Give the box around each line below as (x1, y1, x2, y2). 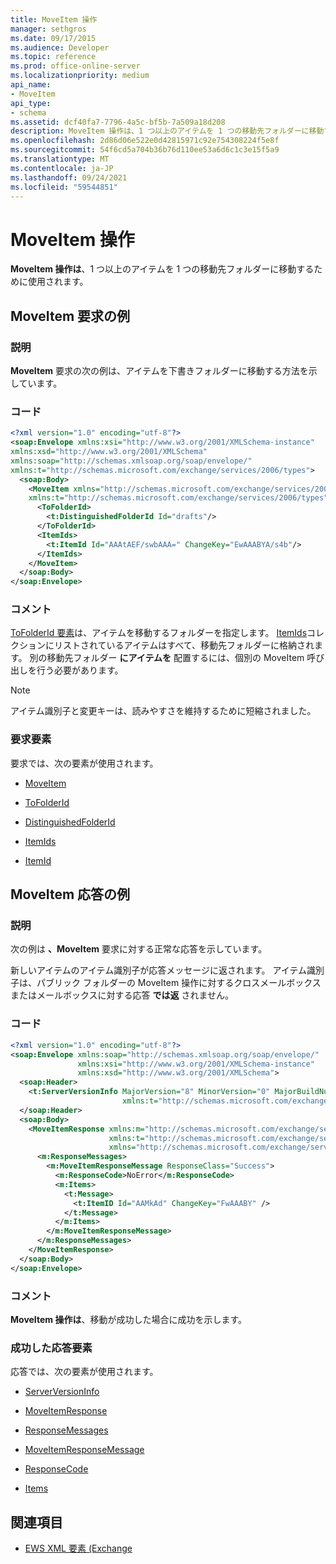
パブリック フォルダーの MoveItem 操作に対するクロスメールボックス (36, 977, 322, 989)
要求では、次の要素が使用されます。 (10, 757, 159, 769)
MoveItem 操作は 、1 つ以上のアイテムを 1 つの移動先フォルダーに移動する (10, 263, 315, 275)
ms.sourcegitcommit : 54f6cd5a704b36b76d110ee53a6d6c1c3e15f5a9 (10, 145, 280, 155)
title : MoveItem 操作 (10, 14, 98, 25)
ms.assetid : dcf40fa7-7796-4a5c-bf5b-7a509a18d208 (10, 117, 226, 127)
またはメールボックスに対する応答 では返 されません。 (10, 989, 235, 1001)
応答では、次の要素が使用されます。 (10, 1366, 159, 1378)
